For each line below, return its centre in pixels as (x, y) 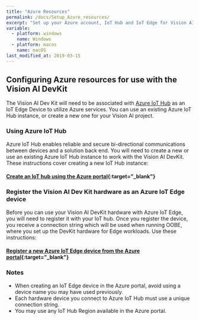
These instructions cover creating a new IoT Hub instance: (77, 163)
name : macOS (31, 50)
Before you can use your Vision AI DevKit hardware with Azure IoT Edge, (94, 212)
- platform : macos (34, 45)
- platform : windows (37, 34)
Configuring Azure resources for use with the (92, 80)
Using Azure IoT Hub (36, 131)
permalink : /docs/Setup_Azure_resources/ (58, 17)
